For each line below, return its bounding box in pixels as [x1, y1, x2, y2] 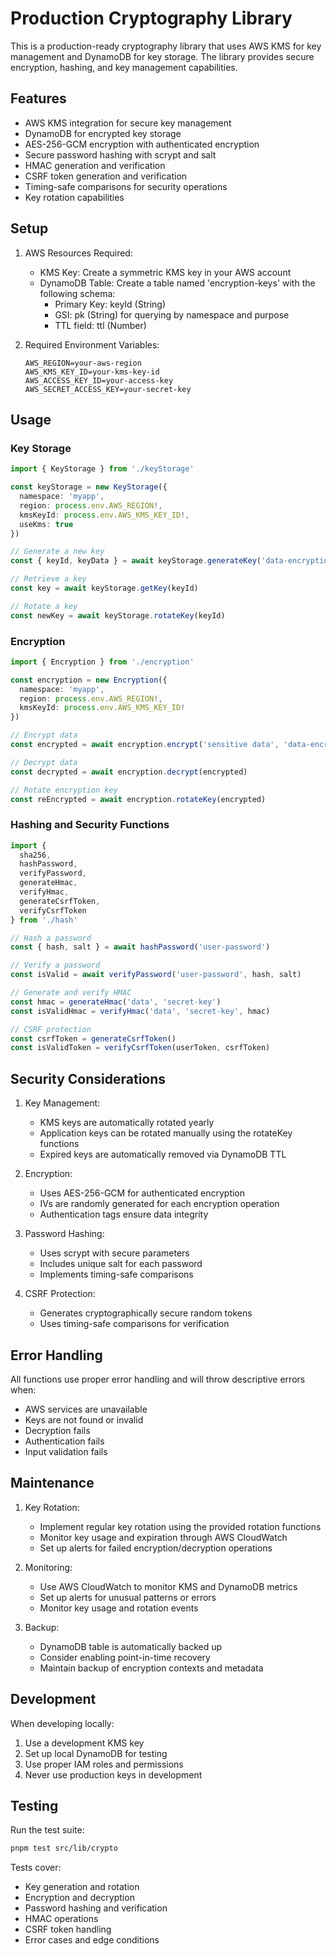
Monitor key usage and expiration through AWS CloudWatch [39, 1531, 288, 1543]
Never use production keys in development [24, 1768, 203, 1781]
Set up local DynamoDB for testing [24, 1747, 168, 1759]
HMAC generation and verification [24, 159, 166, 171]
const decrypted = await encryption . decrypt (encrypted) [10, 767, 248, 777]
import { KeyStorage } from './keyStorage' [10, 464, 195, 474]
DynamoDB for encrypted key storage [24, 127, 182, 139]
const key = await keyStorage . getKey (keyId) [10, 583, 199, 593]
